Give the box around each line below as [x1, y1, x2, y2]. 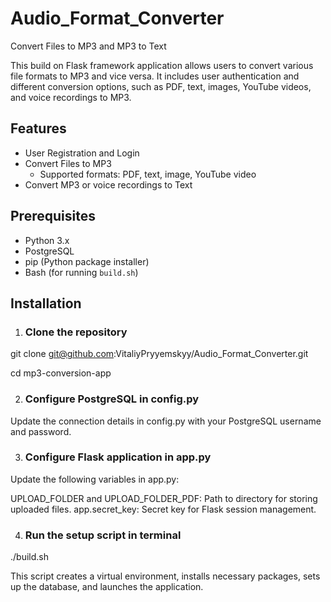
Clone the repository [24, 325, 128, 339]
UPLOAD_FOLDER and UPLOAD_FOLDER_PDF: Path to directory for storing [10, 492, 318, 504]
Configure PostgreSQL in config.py [24, 392, 200, 406]
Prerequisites [10, 208, 96, 225]
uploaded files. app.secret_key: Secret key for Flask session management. [10, 503, 317, 515]
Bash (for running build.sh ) [24, 266, 139, 278]
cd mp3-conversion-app [10, 367, 112, 379]
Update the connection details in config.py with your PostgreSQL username [10, 415, 322, 427]
